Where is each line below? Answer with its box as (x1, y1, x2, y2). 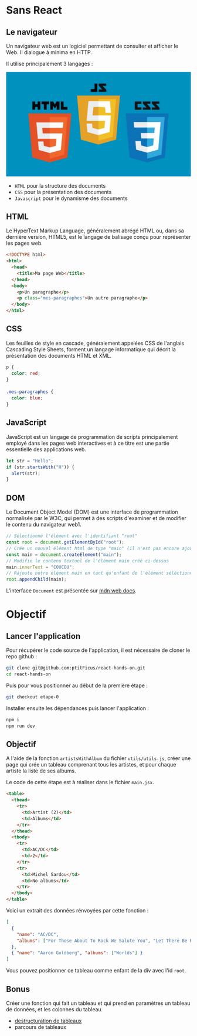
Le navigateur (6, 27, 57, 37)
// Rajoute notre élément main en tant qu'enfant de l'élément (6, 570, 164, 577)
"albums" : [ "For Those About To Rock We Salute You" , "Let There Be (16, 938, 188, 944)
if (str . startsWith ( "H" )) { (6, 464, 75, 470)
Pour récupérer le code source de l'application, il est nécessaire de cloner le (6, 647, 191, 654)
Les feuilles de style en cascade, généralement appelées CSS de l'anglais (6, 339, 185, 347)
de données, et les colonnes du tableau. (6, 1006, 103, 1012)
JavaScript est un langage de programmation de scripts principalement (6, 433, 178, 440)
